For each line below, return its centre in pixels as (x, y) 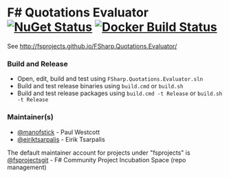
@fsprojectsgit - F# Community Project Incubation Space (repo (97, 160)
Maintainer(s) (30, 117)
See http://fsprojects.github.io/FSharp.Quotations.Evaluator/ (92, 46)
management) (27, 167)
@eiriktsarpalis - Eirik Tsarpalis (61, 139)
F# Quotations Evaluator (78, 13)
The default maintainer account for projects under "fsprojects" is (99, 153)
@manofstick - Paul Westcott (58, 132)
